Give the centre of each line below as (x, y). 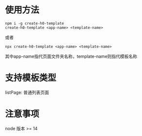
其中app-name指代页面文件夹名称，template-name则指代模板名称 (71, 56)
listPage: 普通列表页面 (27, 92)
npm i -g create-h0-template (35, 23)
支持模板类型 (31, 78)
